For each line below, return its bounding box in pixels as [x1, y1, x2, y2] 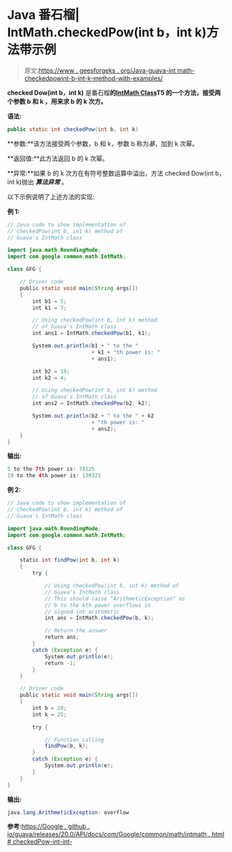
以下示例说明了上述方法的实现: [7, 192, 95, 201]
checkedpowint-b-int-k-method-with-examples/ [24, 74, 163, 82]
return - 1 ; [44, 660, 77, 667]
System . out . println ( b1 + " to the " [32, 343, 139, 350]
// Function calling [44, 736, 105, 743]
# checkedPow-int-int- [7, 837, 73, 846]
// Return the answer [44, 627, 108, 635]
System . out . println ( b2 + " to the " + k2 [32, 412, 155, 419]
